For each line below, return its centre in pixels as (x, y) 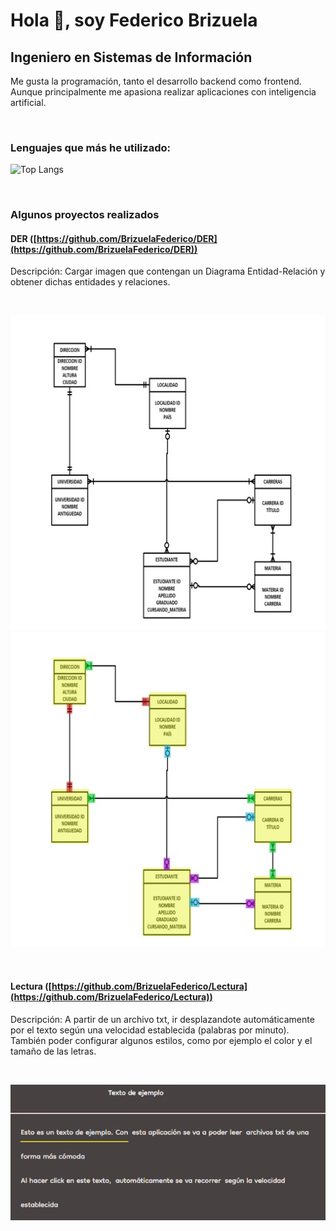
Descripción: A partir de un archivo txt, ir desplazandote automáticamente (162, 1019)
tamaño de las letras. (53, 1051)
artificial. (28, 102)
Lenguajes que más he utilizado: (90, 147)
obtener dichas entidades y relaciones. (90, 282)
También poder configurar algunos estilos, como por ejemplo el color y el (161, 1040)
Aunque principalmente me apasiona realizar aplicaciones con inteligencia (163, 92)
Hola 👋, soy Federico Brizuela (134, 20)
